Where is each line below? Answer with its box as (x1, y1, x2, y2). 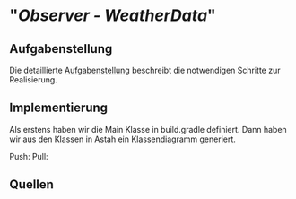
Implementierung (9, 100, 109, 116)
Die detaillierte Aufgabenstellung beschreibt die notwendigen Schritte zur (9, 65, 281, 75)
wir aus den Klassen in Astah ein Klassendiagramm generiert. (9, 134, 236, 144)
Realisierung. (9, 74, 58, 85)
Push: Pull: (9, 151, 48, 161)
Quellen (9, 177, 54, 193)
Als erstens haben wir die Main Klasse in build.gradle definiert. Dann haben (9, 124, 287, 134)
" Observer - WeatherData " (9, 5, 217, 26)
